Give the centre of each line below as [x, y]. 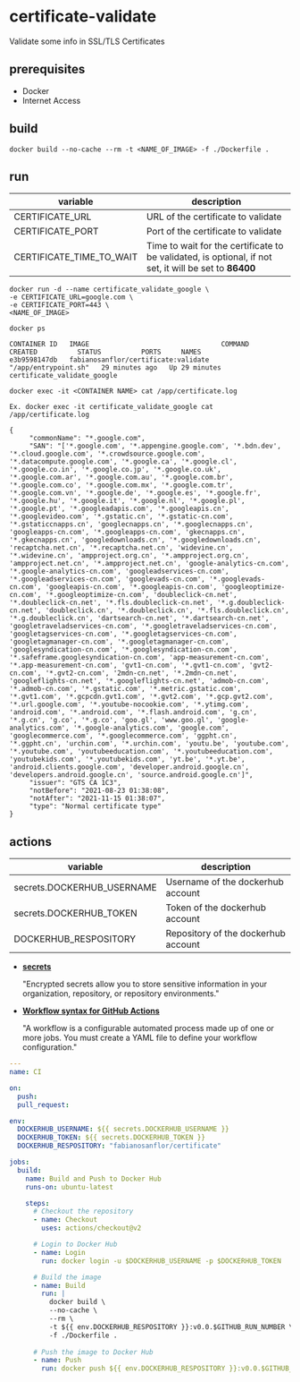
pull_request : [43, 1105]
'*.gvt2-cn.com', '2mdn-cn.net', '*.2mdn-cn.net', [142, 673]
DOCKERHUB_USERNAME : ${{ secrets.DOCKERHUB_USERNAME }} [123, 1130]
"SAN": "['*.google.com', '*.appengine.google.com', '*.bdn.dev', [155, 446]
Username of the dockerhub [225, 882]
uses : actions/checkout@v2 [92, 1228]
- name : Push [57, 1361]
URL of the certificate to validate [214, 217]
